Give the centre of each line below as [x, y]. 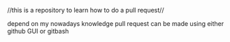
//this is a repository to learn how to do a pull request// [86, 10]
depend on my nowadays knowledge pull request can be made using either [116, 23]
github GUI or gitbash [38, 31]
